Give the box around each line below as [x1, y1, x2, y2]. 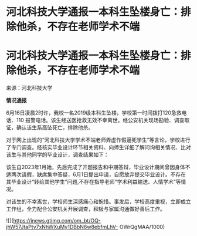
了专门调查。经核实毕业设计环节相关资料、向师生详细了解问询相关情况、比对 [6, 144, 191, 151]
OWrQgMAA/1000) [119, 224, 165, 231]
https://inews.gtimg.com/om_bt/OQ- [13, 217, 101, 224]
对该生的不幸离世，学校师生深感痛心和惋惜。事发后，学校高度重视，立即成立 [6, 198, 191, 205]
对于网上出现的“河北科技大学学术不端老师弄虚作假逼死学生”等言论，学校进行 [6, 136, 191, 144]
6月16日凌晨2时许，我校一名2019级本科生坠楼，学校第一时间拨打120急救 [6, 109, 182, 116]
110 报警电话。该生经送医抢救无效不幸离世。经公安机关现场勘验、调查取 [16, 117, 190, 124]
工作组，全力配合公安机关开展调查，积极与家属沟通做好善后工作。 [6, 205, 165, 213]
